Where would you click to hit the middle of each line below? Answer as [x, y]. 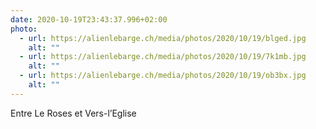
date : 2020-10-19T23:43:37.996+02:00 [89, 19]
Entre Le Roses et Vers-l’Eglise [73, 113]
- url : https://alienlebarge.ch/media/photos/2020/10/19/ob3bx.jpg [163, 76]
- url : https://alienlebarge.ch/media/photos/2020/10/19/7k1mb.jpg [163, 57]
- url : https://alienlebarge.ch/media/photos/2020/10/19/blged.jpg [163, 38]
